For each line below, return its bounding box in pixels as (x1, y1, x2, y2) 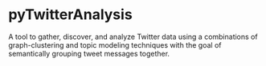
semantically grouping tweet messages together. (8, 49, 170, 58)
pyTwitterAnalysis (8, 6, 133, 24)
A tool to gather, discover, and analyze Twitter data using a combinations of (8, 32, 259, 41)
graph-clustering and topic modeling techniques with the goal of (8, 40, 222, 49)
